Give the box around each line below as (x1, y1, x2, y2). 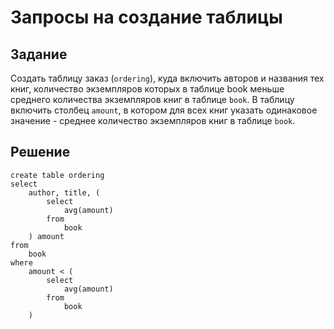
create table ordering (10, 170, 105, 180)
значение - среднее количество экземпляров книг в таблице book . (10, 115, 296, 126)
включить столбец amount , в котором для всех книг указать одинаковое (10, 104, 318, 116)
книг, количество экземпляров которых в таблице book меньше (10, 83, 285, 95)
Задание (10, 46, 68, 63)
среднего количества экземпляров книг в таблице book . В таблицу (10, 94, 295, 105)
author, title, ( (28, 187, 101, 198)
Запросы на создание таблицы (10, 6, 283, 29)
